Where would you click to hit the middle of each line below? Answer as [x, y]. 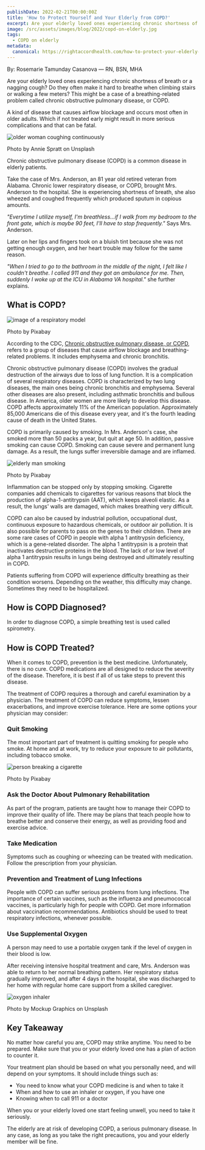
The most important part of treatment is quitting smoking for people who [98, 742]
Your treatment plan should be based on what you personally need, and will [102, 1067]
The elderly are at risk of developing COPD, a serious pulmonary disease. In [102, 1129]
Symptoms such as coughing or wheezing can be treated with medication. [100, 857]
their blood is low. [29, 953]
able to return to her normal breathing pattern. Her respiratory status [93, 972]
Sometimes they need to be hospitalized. [58, 588]
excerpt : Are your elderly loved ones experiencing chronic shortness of [102, 23]
